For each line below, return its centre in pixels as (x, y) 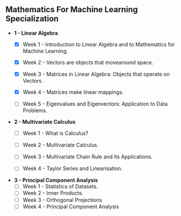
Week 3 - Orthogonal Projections (62, 200)
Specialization (32, 19)
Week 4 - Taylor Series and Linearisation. (73, 168)
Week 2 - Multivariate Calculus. (61, 145)
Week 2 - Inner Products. (53, 193)
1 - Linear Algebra (36, 33)
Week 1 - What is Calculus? (55, 133)
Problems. (35, 110)
